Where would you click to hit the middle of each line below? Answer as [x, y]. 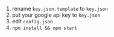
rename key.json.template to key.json [60, 9]
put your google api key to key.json [56, 15]
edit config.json [32, 21]
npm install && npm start [44, 28]
